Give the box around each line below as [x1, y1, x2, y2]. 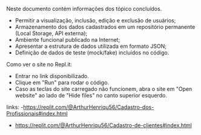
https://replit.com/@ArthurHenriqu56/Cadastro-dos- [23, 104, 154, 111]
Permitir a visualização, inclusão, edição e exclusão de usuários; [15, 17, 176, 24]
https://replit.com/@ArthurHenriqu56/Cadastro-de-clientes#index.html [15, 122, 192, 129]
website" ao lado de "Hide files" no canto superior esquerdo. [15, 92, 168, 99]
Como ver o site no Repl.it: [6, 61, 73, 68]
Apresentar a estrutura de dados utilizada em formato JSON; [15, 42, 166, 50]
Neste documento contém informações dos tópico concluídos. [6, 5, 162, 12]
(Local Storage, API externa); [15, 30, 88, 37]
